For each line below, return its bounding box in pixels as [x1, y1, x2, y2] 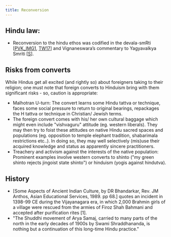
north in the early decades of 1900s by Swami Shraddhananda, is [12, 221, 151, 227]
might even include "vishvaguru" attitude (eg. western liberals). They [12, 122, 158, 128]
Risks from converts [5, 65, 71, 74]
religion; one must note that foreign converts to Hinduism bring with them [5, 85, 160, 91]
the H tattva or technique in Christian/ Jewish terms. [12, 111, 123, 117]
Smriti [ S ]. [12, 51, 34, 57]
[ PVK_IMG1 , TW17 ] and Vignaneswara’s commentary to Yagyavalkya [12, 45, 157, 52]
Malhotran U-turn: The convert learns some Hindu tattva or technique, [12, 100, 161, 106]
